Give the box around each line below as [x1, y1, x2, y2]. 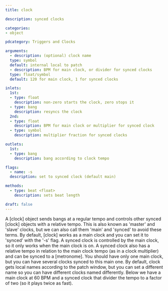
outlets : [5, 142, 24, 147]
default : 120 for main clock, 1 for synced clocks [10, 77, 119, 82]
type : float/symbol [10, 72, 51, 77]
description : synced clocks [5, 16, 65, 22]
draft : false [5, 202, 33, 207]
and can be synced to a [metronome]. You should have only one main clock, [5, 253, 163, 259]
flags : [5, 165, 19, 170]
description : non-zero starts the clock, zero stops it [14, 100, 135, 105]
